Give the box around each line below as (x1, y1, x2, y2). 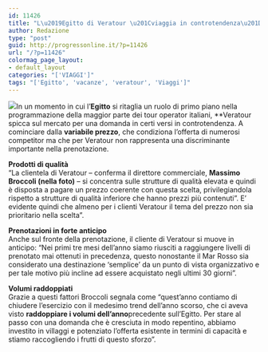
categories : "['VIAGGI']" (8, 71, 94, 79)
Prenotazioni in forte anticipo (8, 225, 108, 235)
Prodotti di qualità (8, 159, 69, 168)
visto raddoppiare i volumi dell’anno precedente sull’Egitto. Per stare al (8, 309, 242, 318)
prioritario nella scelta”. (8, 210, 85, 220)
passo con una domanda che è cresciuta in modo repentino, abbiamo (8, 317, 237, 327)
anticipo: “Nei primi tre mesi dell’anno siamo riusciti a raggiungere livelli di (8, 243, 251, 252)
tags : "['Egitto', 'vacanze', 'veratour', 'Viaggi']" (8, 78, 191, 86)
